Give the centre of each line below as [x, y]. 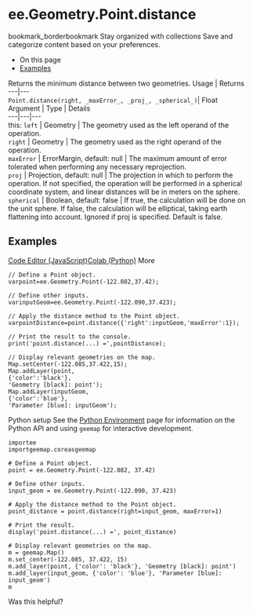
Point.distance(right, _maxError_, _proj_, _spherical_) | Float [113, 100]
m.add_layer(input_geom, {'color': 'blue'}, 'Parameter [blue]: [115, 573]
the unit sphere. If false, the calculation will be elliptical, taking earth [118, 208]
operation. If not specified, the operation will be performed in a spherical [125, 183]
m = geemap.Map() [36, 552]
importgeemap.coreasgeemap [52, 449]
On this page [40, 60]
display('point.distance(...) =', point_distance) [92, 532]
